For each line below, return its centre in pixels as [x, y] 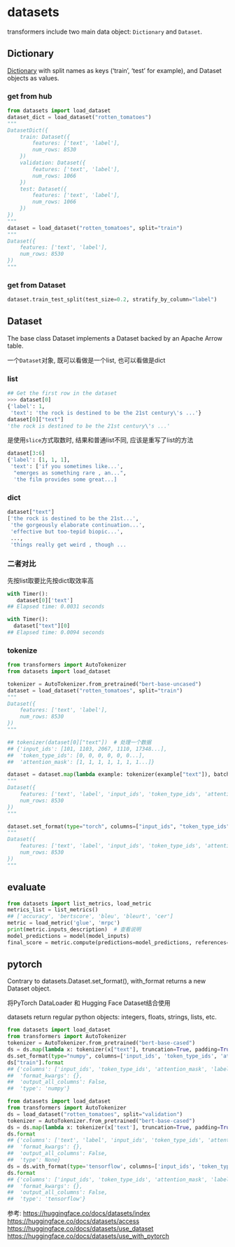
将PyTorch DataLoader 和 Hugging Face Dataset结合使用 [89, 1003]
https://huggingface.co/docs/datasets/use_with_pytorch [88, 1236]
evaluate [27, 887]
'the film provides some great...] [65, 479]
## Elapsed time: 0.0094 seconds [56, 633]
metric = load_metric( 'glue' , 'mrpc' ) [64, 923]
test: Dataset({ [44, 189]
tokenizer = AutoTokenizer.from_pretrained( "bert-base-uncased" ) [104, 684]
